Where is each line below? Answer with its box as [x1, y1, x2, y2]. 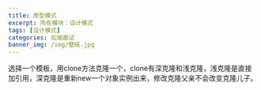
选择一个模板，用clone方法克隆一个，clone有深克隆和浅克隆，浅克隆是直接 [8, 64, 252, 73]
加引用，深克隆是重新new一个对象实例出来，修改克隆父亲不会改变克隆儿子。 [8, 73, 258, 83]
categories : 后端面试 [8, 33, 75, 42]
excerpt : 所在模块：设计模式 [8, 19, 93, 27]
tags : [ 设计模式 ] [8, 26, 61, 34]
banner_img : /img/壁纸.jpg [8, 41, 95, 49]
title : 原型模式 [8, 11, 57, 20]
